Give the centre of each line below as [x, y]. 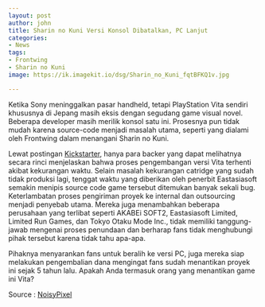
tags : [17, 52]
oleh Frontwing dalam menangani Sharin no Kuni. [89, 138]
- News [19, 45]
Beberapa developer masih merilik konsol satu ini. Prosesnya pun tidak [124, 121]
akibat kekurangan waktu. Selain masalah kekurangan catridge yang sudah [131, 170]
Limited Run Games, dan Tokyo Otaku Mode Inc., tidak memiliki [112, 221]
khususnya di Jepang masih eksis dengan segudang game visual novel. [126, 113]
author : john [30, 23]
